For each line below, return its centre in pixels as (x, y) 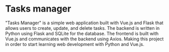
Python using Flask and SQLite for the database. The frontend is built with (82, 33)
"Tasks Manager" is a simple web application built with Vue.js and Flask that (84, 23)
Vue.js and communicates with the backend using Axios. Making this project (84, 39)
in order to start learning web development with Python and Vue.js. (75, 44)
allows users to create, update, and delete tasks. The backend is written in (82, 28)
